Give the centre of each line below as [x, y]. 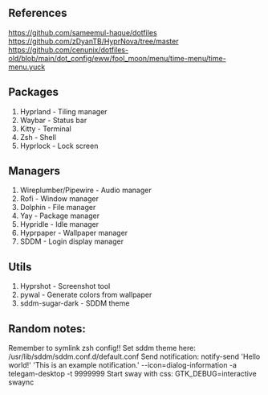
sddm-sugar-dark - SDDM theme [75, 303]
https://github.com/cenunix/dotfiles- [69, 49]
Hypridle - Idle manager [59, 224]
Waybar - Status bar [53, 120]
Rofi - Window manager [59, 199]
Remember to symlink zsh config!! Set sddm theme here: [102, 348]
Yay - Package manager [60, 216]
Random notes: [47, 329]
